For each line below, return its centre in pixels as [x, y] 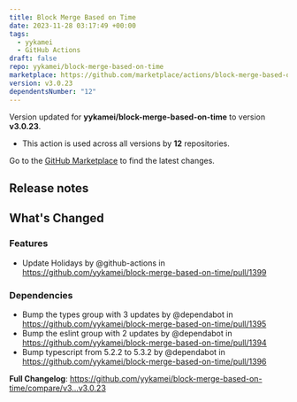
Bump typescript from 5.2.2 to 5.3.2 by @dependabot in [123, 352]
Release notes [49, 188]
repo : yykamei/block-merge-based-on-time [87, 67]
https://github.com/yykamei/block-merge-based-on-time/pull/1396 [144, 361]
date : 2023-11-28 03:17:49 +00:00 [73, 26]
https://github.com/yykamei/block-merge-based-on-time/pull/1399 [144, 272]
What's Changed [57, 218]
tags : [19, 34]
